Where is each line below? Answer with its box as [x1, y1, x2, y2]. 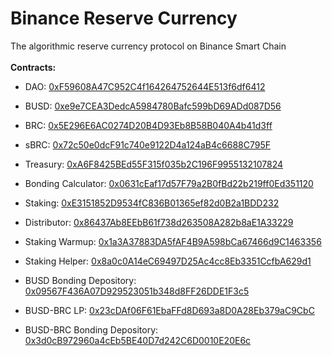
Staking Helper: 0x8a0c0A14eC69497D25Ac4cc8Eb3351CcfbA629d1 [24, 255, 312, 267]
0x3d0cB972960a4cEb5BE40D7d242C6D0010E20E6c [24, 334, 252, 346]
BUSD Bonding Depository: [24, 274, 137, 286]
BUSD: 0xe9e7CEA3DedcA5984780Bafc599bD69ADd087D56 [24, 100, 282, 112]
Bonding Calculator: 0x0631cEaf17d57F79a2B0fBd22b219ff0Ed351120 [24, 177, 314, 189]
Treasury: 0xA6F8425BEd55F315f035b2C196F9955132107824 [24, 158, 284, 170]
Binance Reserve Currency [10, 7, 238, 30]
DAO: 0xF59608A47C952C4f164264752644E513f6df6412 [24, 80, 266, 92]
